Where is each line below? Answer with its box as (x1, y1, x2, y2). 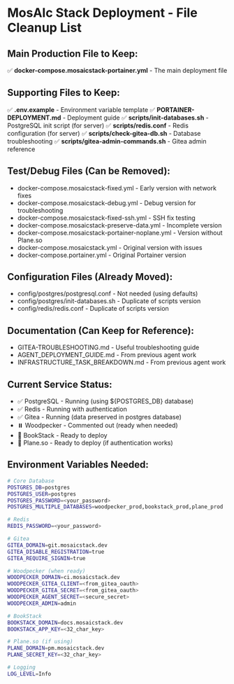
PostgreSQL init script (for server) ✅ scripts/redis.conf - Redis (7, 121, 189, 130)
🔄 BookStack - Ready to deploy (17, 431, 108, 440)
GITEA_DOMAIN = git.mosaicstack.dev (7, 541, 108, 549)
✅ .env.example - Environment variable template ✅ (7, 105, 156, 113)
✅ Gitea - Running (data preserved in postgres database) (17, 413, 182, 421)
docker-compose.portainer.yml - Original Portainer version (17, 251, 187, 259)
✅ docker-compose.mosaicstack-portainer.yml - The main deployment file (7, 67, 228, 74)
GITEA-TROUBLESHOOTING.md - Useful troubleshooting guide (17, 343, 200, 351)
